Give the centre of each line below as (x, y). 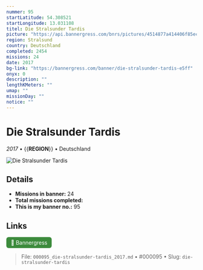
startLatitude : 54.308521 (39, 18)
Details (20, 179)
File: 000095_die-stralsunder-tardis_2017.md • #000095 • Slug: (101, 257)
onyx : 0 (16, 74)
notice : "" (20, 102)
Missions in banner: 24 (44, 194)
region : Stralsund (29, 40)
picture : (17, 35)
